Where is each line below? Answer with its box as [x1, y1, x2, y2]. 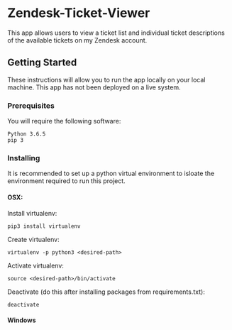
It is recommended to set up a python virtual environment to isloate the [7, 169, 215, 178]
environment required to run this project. [7, 177, 126, 185]
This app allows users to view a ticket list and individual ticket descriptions [7, 28, 225, 37]
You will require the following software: [7, 117, 121, 126]
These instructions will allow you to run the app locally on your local [7, 75, 206, 84]
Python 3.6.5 [7, 131, 46, 138]
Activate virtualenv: [7, 261, 64, 270]
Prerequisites [7, 101, 55, 111]
